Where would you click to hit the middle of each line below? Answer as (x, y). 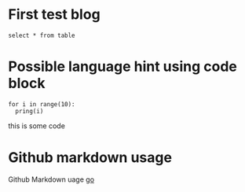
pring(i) (29, 111)
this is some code (37, 126)
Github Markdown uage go (51, 179)
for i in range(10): (42, 104)
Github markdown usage (90, 158)
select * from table (42, 35)
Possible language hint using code (123, 66)
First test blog (54, 15)
